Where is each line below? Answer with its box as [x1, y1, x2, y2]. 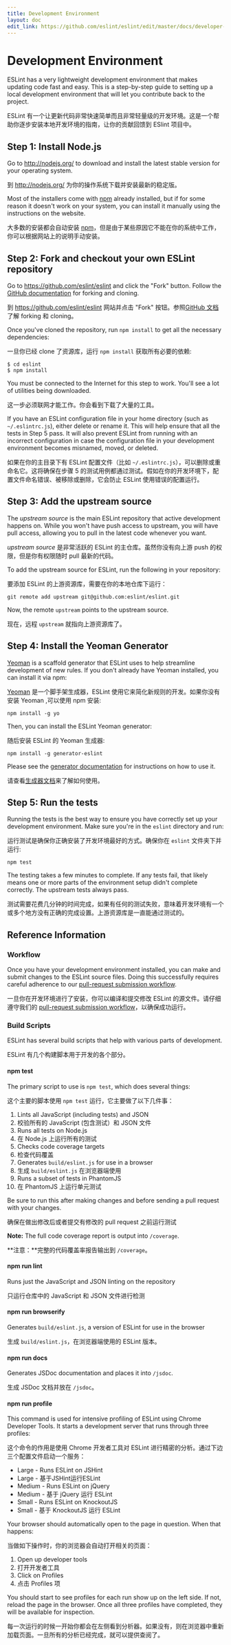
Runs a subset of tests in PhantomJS [16, 1174, 122, 1182]
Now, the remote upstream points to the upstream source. [7, 605, 169, 614]
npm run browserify [7, 1307, 65, 1316]
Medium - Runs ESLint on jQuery [16, 1482, 110, 1490]
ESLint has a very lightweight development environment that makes [7, 75, 198, 84]
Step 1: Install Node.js [7, 141, 102, 153]
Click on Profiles [16, 1571, 64, 1579]
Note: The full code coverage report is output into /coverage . [7, 1232, 179, 1240]
